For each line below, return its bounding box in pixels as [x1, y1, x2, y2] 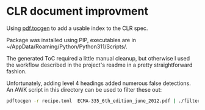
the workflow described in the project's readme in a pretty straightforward [6, 61, 193, 68]
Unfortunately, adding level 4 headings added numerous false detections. [6, 79, 191, 87]
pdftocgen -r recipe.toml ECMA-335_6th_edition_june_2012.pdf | [6, 98, 176, 104]
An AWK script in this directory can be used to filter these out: [6, 86, 162, 93]
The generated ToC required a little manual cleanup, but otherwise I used [6, 54, 190, 62]
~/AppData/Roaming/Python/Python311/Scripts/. [6, 43, 128, 50]
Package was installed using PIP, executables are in [6, 36, 136, 43]
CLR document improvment [6, 4, 148, 18]
